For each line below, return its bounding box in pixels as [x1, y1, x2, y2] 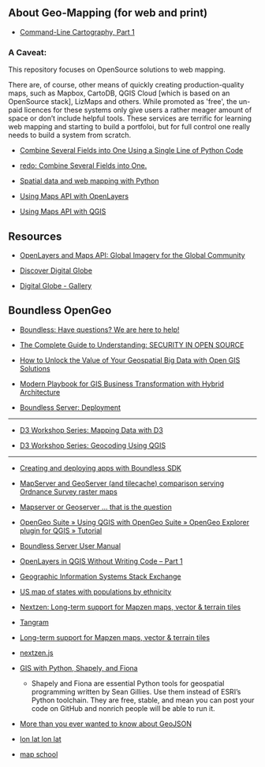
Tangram [19, 617, 49, 627]
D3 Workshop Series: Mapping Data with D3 [19, 425, 163, 434]
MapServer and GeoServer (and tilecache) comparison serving [19, 478, 225, 488]
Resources [8, 229, 62, 243]
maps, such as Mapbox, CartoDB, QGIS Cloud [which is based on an [8, 88, 230, 98]
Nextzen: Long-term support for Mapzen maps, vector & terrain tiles [19, 602, 241, 612]
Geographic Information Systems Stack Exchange [19, 572, 181, 581]
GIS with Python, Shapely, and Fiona [19, 663, 138, 672]
